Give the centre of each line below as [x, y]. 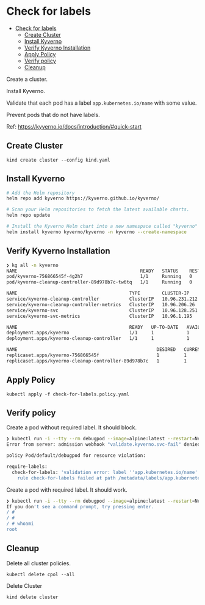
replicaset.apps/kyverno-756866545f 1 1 [97, 355]
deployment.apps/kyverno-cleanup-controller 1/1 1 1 [98, 339]
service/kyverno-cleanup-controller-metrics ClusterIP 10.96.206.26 [101, 304]
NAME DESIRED [91, 350]
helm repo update [28, 216]
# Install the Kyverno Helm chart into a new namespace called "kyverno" [102, 227]
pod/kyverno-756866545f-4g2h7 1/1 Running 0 [99, 277]
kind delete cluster [33, 597]
